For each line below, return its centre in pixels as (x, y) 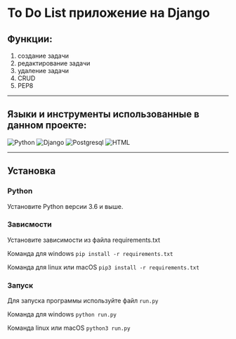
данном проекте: (47, 126)
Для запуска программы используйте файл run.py (83, 301)
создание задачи (43, 56)
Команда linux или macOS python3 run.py (69, 328)
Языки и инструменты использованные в (104, 114)
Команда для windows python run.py (62, 314)
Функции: (30, 39)
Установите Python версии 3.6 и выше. (65, 206)
